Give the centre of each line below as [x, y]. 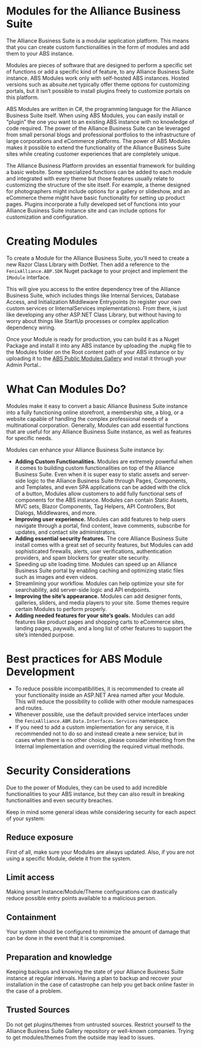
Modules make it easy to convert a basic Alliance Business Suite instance [97, 406]
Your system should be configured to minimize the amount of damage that [98, 932]
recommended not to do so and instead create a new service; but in [99, 733]
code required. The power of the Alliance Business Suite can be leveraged [98, 128]
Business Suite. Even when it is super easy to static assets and [93, 474]
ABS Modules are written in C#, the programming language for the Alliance [99, 109]
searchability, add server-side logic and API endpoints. [83, 589]
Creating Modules [52, 241]
